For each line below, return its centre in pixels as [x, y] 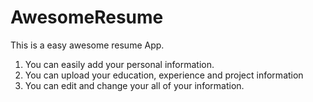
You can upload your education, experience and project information [164, 75]
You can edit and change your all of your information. [134, 85]
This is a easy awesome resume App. [87, 45]
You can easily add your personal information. [119, 64]
